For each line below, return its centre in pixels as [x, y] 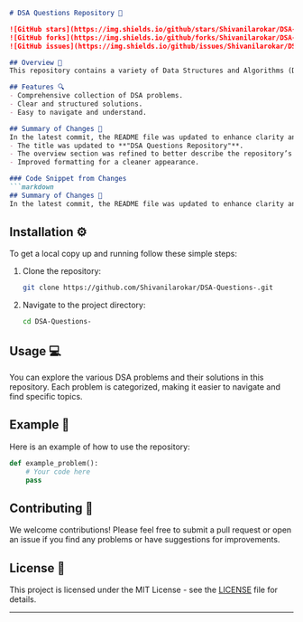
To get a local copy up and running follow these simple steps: [123, 254]
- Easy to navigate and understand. [78, 112]
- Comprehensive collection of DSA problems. [96, 96]
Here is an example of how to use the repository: [100, 447]
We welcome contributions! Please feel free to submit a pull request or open [151, 530]
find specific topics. [46, 396]
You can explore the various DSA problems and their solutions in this [137, 377]
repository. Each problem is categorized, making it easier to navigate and [145, 387]
